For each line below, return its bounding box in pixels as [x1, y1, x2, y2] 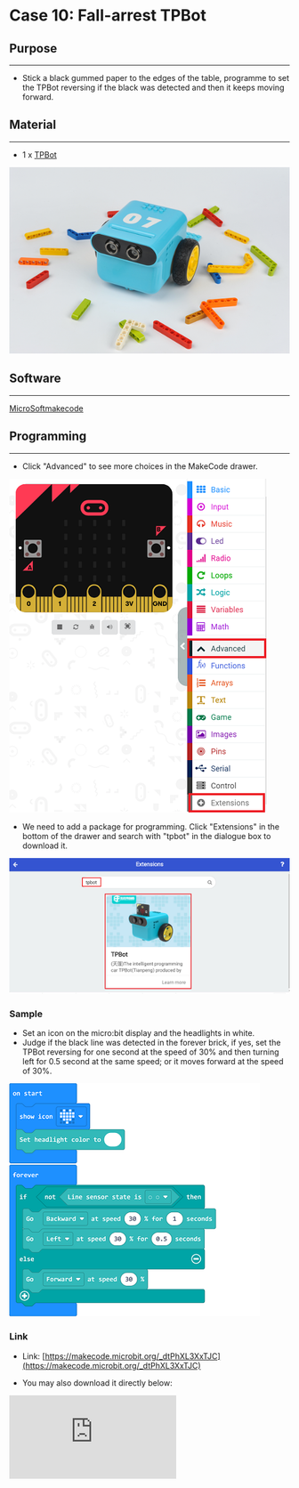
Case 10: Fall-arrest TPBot [9, 5, 207, 26]
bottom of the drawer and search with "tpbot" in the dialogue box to [21, 830, 271, 841]
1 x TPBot [21, 149, 58, 160]
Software [9, 371, 61, 386]
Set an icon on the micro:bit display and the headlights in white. [21, 1028, 255, 1039]
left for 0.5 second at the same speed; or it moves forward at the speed [21, 1056, 284, 1067]
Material [9, 117, 56, 133]
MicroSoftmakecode [9, 402, 84, 414]
